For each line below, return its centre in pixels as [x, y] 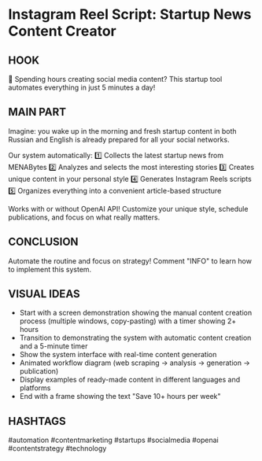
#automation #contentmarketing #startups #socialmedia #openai [113, 440]
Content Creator [62, 31]
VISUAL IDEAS [44, 294]
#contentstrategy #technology [57, 448]
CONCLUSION [43, 242]
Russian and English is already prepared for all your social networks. [119, 139]
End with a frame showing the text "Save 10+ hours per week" [120, 396]
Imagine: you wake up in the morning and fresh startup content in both [123, 131]
